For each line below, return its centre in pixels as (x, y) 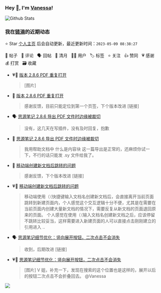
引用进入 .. (34, 227)
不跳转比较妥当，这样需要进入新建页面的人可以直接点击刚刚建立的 (90, 221)
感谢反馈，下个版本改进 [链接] (54, 176)
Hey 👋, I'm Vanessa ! (29, 8)
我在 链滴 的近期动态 (27, 32)
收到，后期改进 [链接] (45, 249)
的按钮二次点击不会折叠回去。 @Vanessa (65, 276)
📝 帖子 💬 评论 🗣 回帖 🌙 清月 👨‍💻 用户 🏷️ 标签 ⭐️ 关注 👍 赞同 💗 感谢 (80, 55)
